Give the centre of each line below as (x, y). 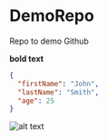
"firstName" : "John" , (58, 84)
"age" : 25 (36, 101)
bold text (26, 58)
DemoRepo (52, 16)
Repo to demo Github (49, 41)
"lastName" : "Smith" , (58, 92)
